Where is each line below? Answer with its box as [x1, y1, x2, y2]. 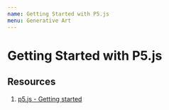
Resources [7, 76, 56, 88]
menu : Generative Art [7, 17, 72, 24]
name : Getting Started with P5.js [7, 10, 110, 18]
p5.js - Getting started [17, 94, 82, 103]
